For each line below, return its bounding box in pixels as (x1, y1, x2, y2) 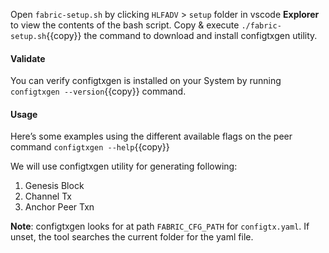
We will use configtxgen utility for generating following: (10, 160, 238, 173)
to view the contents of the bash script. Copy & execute (10, 19, 240, 31)
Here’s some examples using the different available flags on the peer (10, 130, 293, 143)
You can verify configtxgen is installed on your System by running (10, 75, 282, 87)
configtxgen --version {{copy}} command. (10, 85, 187, 98)
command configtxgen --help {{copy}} (10, 141, 170, 153)
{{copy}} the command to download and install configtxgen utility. (46, 30, 318, 41)
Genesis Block (24, 180, 85, 192)
